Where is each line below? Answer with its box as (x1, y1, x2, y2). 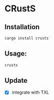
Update (4, 76, 28, 85)
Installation (4, 23, 40, 31)
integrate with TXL (11, 90, 50, 96)
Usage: (4, 50, 27, 58)
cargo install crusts (4, 36, 49, 41)
